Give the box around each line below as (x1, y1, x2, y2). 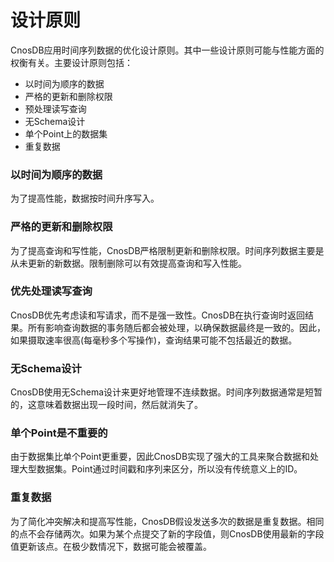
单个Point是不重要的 (10, 426, 108, 440)
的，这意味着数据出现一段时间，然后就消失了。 (10, 399, 203, 411)
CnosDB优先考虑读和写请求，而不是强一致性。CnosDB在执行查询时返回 (10, 309, 306, 321)
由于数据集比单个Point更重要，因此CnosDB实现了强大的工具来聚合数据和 (10, 451, 311, 463)
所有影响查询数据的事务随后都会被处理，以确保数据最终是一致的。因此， (27, 321, 326, 333)
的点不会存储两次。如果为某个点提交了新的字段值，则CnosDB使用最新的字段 (10, 527, 325, 540)
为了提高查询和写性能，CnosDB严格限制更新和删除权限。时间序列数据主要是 (10, 244, 325, 256)
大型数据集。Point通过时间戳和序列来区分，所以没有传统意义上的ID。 (18, 463, 303, 475)
